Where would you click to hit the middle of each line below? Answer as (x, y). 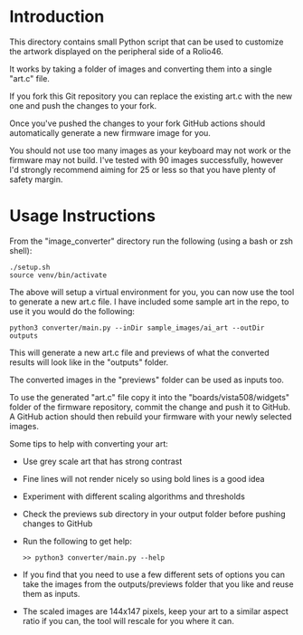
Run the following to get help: (77, 541)
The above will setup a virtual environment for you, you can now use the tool (152, 292)
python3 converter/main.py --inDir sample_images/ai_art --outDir (137, 328)
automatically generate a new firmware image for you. (110, 132)
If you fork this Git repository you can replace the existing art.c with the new (151, 96)
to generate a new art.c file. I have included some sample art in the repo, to (149, 302)
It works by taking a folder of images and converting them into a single (141, 69)
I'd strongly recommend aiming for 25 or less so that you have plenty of (143, 169)
